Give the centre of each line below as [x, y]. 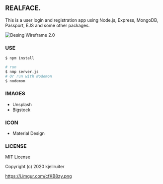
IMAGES [15, 94]
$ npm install [20, 58]
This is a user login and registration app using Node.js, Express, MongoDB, [82, 20]
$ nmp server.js [22, 71]
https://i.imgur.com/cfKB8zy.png [39, 176]
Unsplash [22, 104]
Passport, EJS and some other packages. [47, 25]
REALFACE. [23, 8]
